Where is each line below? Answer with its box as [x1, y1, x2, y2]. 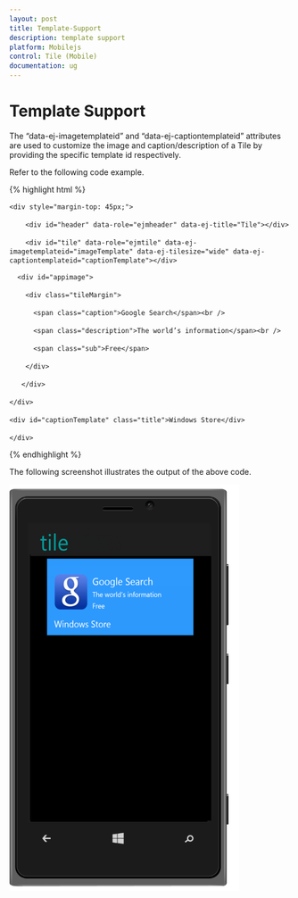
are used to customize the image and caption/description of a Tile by [9, 139, 263, 151]
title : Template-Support [9, 23, 102, 33]
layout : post [9, 14, 58, 23]
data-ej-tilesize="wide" [137, 246, 229, 256]
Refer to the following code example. [9, 166, 145, 178]
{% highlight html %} [9, 184, 87, 195]
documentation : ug [9, 62, 78, 71]
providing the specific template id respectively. [9, 149, 181, 160]
